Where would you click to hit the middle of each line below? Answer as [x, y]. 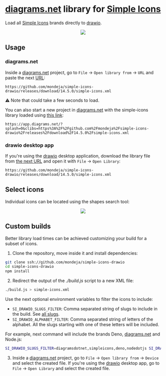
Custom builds [28, 227]
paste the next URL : [25, 78]
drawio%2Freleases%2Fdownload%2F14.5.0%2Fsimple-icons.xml [67, 133]
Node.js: [14, 339]
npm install [17, 271]
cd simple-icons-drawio [30, 267]
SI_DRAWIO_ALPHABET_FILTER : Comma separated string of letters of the [83, 319]
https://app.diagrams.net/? [34, 124]
